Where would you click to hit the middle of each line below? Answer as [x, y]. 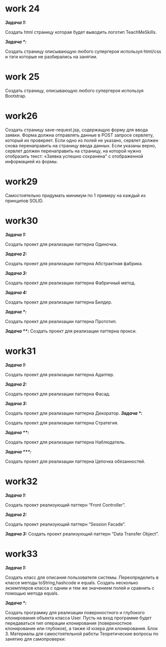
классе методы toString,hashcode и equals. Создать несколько [72, 582]
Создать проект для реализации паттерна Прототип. [61, 321]
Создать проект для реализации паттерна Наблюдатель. [65, 442]
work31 [21, 351]
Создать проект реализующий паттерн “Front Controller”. [65, 505]
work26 [22, 116]
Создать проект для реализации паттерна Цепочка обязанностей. [75, 461]
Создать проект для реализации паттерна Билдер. [59, 302]
